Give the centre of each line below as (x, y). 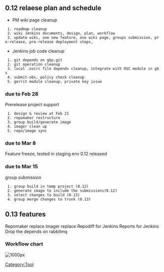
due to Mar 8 (20, 143)
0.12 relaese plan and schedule (53, 8)
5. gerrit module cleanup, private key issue (55, 81)
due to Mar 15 (22, 167)
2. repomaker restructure (34, 118)
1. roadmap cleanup (27, 29)
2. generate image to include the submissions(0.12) (62, 191)
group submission (23, 177)
